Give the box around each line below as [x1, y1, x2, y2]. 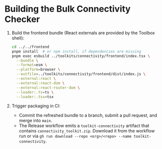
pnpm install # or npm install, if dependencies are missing [11, 49, 141, 54]
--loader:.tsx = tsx [16, 94, 54, 99]
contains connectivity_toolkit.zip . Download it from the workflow [19, 128, 155, 134]
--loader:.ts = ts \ [16, 90, 54, 94]
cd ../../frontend [11, 44, 49, 49]
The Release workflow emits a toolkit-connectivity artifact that [19, 123, 150, 129]
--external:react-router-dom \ [16, 85, 80, 90]
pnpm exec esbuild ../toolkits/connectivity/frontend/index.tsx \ [11, 54, 150, 58]
